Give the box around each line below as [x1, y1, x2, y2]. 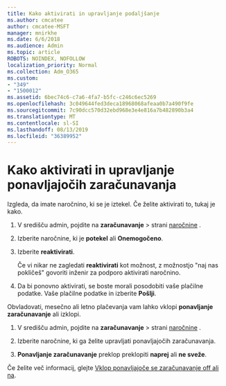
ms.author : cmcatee [7, 17, 64, 24]
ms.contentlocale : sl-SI [7, 119, 79, 127]
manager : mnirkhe [7, 29, 58, 37]
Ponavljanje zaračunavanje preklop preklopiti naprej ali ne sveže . [17, 351, 207, 359]
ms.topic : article [7, 49, 60, 56]
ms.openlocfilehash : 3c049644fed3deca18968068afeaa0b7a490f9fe [7, 100, 194, 107]
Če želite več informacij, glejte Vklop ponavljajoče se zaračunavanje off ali [7, 364, 219, 372]
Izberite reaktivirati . [17, 247, 75, 256]
